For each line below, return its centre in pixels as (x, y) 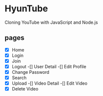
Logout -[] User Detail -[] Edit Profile (49, 66)
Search (19, 78)
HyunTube (26, 9)
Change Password (30, 72)
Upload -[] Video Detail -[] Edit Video (50, 83)
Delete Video (25, 89)
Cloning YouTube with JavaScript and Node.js (51, 22)
